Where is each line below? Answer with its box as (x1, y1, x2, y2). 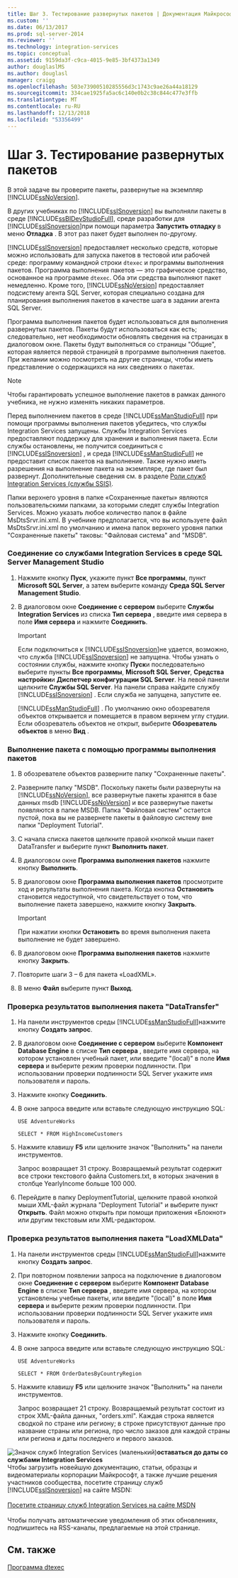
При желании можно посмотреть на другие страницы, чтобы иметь (7, 355, 214, 363)
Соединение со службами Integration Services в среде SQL (7, 548, 223, 558)
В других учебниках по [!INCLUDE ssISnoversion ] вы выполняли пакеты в (7, 207, 227, 215)
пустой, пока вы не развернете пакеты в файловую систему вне (17, 814, 213, 822)
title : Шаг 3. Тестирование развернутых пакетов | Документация (7, 10, 201, 18)
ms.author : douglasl (7, 70, 69, 77)
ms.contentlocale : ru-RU (7, 103, 81, 110)
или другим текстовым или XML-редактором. (17, 1216, 156, 1224)
